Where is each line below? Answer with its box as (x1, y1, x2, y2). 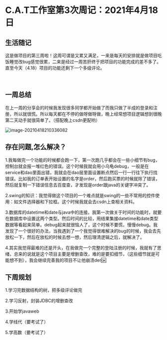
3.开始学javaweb (5, 308, 40, 314)
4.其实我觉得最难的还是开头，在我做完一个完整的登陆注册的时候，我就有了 (5, 244, 158, 250)
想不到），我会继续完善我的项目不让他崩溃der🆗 (9, 257, 106, 263)
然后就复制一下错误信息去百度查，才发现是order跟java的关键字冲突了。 (5, 182, 151, 188)
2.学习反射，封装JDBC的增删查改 (5, 298, 74, 304)
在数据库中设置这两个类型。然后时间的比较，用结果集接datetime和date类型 (5, 215, 159, 222)
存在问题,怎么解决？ (5, 143, 67, 151)
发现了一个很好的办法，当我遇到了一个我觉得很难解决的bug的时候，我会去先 (5, 227, 162, 234)
